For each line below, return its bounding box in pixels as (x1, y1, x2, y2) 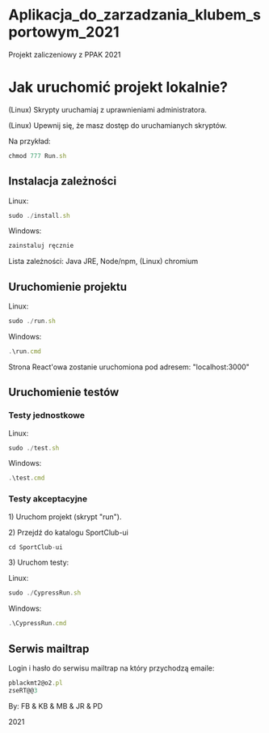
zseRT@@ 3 (8, 686, 38, 694)
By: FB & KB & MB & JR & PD (8, 701, 103, 710)
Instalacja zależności (8, 174, 117, 188)
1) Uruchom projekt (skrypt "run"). (8, 512, 122, 522)
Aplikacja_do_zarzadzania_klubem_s (8, 6, 261, 24)
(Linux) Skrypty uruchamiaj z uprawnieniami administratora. (8, 104, 208, 114)
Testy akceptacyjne (8, 493, 88, 505)
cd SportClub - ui (8, 543, 63, 552)
